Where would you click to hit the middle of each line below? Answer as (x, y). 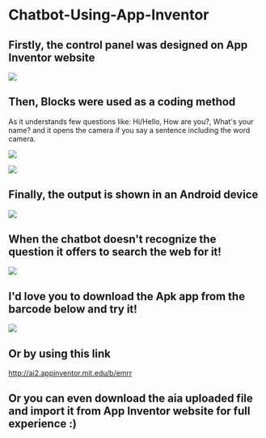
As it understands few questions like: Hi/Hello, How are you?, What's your (131, 121)
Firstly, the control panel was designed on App (128, 45)
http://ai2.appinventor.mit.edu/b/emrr (70, 373)
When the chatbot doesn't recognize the (112, 240)
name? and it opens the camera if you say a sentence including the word (129, 130)
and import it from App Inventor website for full (129, 411)
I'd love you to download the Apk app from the (127, 296)
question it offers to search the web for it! (115, 252)
